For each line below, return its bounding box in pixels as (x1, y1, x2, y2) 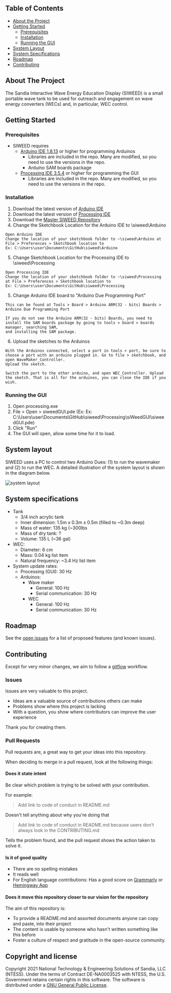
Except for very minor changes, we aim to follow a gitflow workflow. (5, 664, 148, 670)
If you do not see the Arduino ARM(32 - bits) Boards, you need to (5, 315, 153, 321)
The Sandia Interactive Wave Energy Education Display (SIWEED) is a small (5, 90, 164, 96)
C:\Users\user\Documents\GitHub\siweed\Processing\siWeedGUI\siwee (12, 414, 165, 420)
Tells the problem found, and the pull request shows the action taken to (5, 837, 156, 843)
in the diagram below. (5, 470, 51, 476)
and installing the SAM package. (5, 329, 77, 334)
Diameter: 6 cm (20, 547, 53, 553)
